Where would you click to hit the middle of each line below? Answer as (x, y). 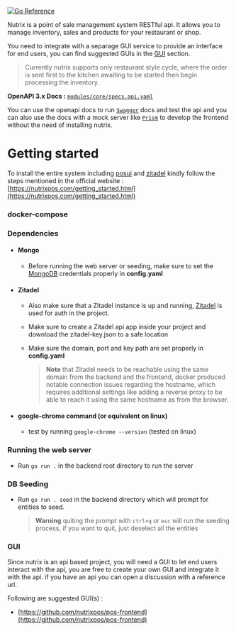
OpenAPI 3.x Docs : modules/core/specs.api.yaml (80, 96)
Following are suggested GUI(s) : (55, 598)
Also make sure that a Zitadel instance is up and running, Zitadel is (125, 306)
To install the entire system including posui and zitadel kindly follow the (111, 173)
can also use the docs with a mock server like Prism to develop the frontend (118, 117)
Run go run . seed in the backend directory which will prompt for (113, 499)
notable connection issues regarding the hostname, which (131, 385)
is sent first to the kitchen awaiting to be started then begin (111, 75)
